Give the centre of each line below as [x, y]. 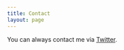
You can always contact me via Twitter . [62, 39]
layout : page [26, 20]
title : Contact [29, 13]
